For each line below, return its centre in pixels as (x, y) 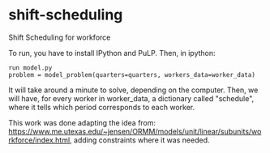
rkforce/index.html (39, 140)
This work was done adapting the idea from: (82, 122)
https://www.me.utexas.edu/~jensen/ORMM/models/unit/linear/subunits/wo (135, 131)
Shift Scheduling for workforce (60, 37)
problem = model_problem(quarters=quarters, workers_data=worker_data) (132, 74)
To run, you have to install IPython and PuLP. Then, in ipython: (112, 53)
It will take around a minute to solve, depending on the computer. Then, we (133, 90)
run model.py (30, 68)
